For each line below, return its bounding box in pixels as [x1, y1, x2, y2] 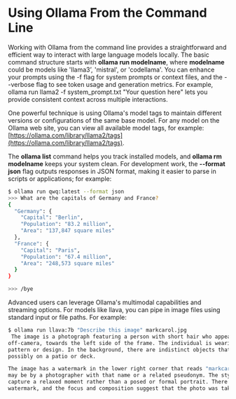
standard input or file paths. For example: [8, 313, 127, 322]
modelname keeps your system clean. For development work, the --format [8, 159, 226, 168]
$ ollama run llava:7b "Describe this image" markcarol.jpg [8, 327, 188, 334]
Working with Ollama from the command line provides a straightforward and [8, 43, 227, 51]
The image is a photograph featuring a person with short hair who [11, 333, 212, 340]
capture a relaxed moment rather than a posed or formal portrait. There [8, 379, 228, 386]
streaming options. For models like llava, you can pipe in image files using [8, 306, 221, 314]
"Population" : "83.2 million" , [20, 221, 112, 228]
